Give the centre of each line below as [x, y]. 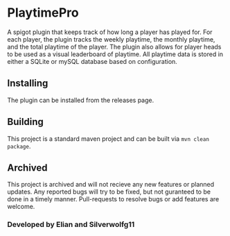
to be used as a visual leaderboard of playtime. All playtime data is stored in [115, 54]
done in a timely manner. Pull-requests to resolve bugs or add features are [113, 199]
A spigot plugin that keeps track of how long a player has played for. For [110, 32]
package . [19, 146]
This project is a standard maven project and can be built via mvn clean [108, 138]
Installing [28, 84]
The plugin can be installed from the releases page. [81, 100]
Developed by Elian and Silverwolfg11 [71, 225]
